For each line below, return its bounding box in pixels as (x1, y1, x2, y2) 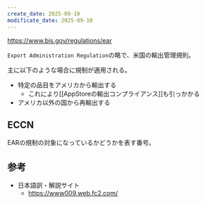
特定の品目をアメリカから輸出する (17, 80, 117, 89)
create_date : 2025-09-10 (7, 10, 80, 18)
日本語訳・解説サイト (17, 181, 80, 190)
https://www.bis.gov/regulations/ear (7, 36, 112, 44)
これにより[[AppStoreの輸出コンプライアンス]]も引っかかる (28, 89, 200, 98)
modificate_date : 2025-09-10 (7, 17, 93, 24)
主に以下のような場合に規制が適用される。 (7, 65, 131, 74)
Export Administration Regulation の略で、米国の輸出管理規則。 (7, 51, 195, 59)
